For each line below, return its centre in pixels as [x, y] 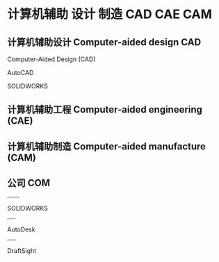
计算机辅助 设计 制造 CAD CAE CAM [110, 14]
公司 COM [29, 183]
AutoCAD [21, 73]
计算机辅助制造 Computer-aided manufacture [107, 146]
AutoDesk [22, 229]
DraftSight [22, 250]
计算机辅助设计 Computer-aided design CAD [104, 42]
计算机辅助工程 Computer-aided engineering [105, 109]
